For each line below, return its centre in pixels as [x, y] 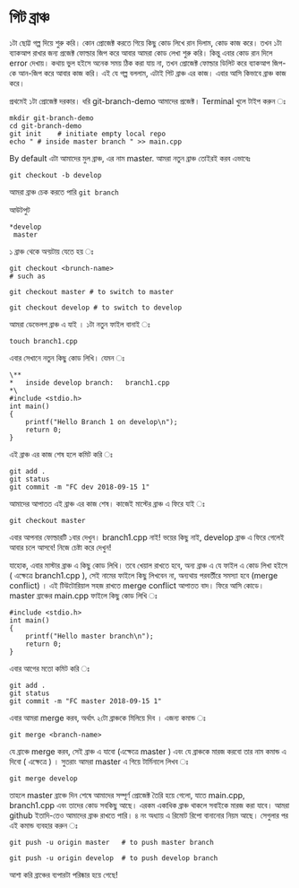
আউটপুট [20, 210]
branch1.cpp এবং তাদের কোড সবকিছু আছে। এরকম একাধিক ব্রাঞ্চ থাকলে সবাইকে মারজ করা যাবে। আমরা [149, 805]
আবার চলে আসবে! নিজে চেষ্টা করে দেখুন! [60, 547]
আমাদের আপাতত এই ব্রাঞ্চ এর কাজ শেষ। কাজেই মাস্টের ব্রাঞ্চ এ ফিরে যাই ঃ [107, 503]
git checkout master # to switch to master [92, 292]
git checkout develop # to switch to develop [95, 308]
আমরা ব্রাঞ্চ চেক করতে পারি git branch [64, 192]
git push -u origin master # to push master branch [112, 842]
